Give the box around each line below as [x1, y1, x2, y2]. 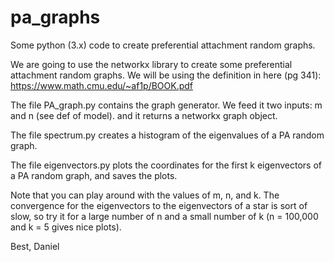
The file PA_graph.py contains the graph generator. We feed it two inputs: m [10, 99, 323, 111]
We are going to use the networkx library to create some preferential [10, 58, 293, 70]
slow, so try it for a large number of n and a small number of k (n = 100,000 [10, 210, 319, 222]
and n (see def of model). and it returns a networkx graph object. [10, 109, 278, 121]
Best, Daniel [10, 240, 60, 252]
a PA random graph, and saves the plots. [10, 169, 178, 181]
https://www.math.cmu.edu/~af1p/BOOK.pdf [10, 79, 194, 91]
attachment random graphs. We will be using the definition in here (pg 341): [10, 69, 322, 81]
